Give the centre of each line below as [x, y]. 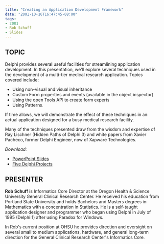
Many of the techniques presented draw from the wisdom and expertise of [80, 129]
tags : [11, 19]
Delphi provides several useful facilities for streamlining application [73, 64]
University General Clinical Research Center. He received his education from [82, 196]
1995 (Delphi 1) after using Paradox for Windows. [54, 217]
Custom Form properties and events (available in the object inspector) [83, 94]
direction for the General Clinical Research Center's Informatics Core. [75, 237]
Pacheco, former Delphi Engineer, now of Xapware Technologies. [71, 139]
